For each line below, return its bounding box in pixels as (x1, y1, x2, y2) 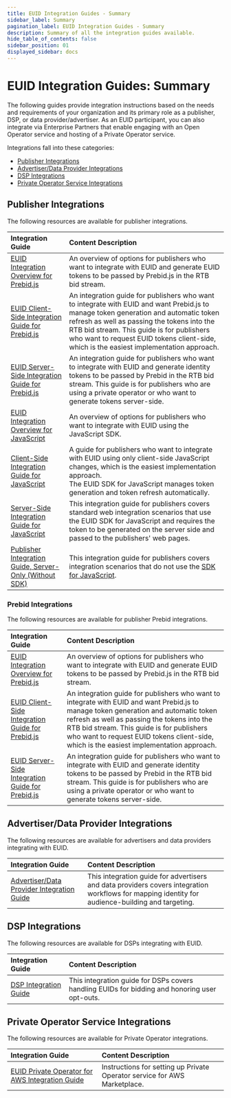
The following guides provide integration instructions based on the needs (7, 101, 214, 109)
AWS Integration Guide (10, 1075, 85, 1085)
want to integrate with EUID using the (69, 421, 189, 430)
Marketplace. (101, 1079, 144, 1089)
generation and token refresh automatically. (69, 487, 210, 497)
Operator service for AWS (101, 1071, 185, 1081)
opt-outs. (68, 993, 100, 1002)
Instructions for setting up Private (101, 1062, 210, 1072)
